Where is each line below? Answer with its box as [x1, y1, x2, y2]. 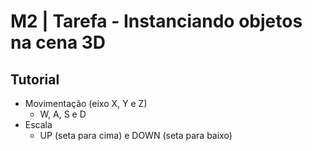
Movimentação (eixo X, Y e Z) [24, 98, 148, 109]
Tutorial [10, 71, 60, 88]
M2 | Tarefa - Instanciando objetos [10, 10, 303, 33]
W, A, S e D [39, 108, 87, 120]
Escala [24, 119, 53, 130]
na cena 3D [10, 31, 107, 54]
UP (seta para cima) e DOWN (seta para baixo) [39, 130, 233, 141]
